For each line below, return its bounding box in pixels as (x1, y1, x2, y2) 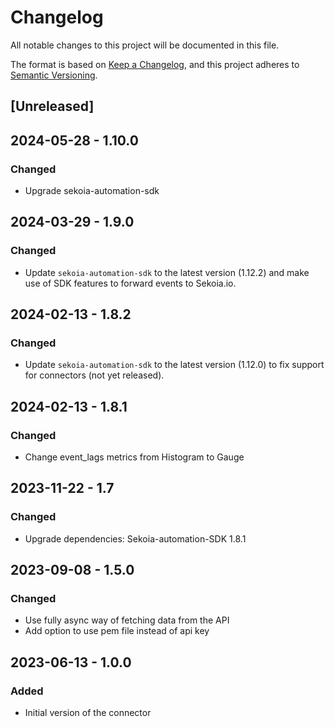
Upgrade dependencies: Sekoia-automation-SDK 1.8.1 (24, 532, 247, 545)
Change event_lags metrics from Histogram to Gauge (24, 451, 245, 463)
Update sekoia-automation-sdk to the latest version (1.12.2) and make (24, 266, 310, 278)
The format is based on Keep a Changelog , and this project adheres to (10, 58, 300, 70)
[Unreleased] (10, 98, 95, 115)
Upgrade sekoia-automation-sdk (24, 185, 160, 197)
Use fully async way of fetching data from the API (24, 614, 230, 626)
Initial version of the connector (24, 707, 152, 719)
